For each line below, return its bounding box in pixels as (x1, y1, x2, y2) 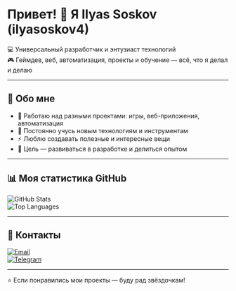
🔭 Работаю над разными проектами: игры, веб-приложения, (17, 111, 200, 120)
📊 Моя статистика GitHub (7, 173, 127, 185)
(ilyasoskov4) (7, 21, 89, 37)
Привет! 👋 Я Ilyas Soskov (7, 6, 157, 23)
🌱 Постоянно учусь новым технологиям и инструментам (17, 126, 188, 135)
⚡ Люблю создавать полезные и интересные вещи (17, 134, 171, 143)
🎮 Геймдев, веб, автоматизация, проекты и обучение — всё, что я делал (7, 56, 228, 64)
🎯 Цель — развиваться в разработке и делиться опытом (17, 144, 188, 153)
